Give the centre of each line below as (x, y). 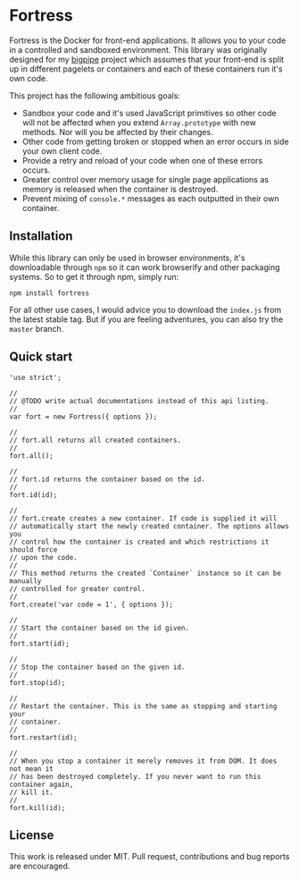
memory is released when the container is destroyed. (120, 189)
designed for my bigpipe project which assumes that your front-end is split (146, 59)
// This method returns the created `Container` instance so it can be (145, 573)
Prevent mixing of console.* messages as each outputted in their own (150, 199)
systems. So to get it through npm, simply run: (94, 276)
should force (33, 550)
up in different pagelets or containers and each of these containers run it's (146, 69)
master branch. (37, 328)
